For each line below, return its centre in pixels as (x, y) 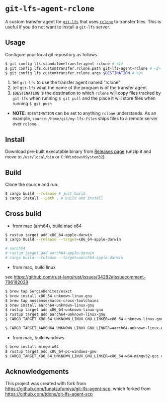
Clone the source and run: (32, 184)
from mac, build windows (38, 337)
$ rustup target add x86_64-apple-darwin (49, 235)
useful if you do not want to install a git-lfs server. (58, 27)
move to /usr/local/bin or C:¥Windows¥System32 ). (55, 157)
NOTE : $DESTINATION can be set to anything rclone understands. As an (84, 113)
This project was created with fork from (45, 384)
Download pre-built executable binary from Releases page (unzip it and (78, 151)
